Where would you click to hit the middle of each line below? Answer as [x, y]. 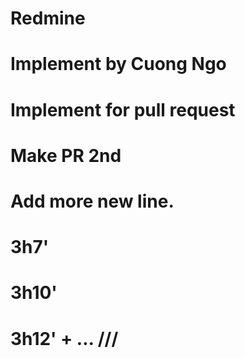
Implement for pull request [123, 109]
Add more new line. [92, 201]
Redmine [48, 18]
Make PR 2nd [66, 155]
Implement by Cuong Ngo [118, 64]
